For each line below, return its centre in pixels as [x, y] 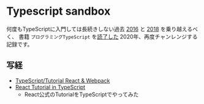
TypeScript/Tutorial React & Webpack [62, 80]
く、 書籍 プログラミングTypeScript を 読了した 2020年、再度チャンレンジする [102, 36]
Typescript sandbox [59, 11]
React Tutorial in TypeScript [50, 87]
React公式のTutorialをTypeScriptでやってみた [81, 94]
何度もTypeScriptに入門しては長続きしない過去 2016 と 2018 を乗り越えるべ [102, 29]
